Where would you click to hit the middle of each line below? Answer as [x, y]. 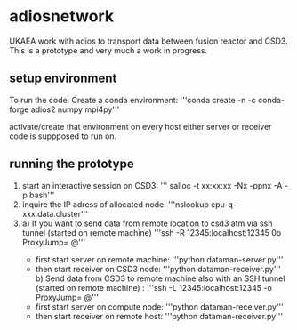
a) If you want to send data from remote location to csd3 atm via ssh [147, 223]
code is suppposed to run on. [63, 136]
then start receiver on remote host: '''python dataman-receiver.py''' [159, 316]
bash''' [42, 195]
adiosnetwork [61, 16]
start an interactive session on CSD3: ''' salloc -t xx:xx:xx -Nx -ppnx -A [152, 185]
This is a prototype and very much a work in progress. [108, 50]
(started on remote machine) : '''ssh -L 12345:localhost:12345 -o [154, 287]
